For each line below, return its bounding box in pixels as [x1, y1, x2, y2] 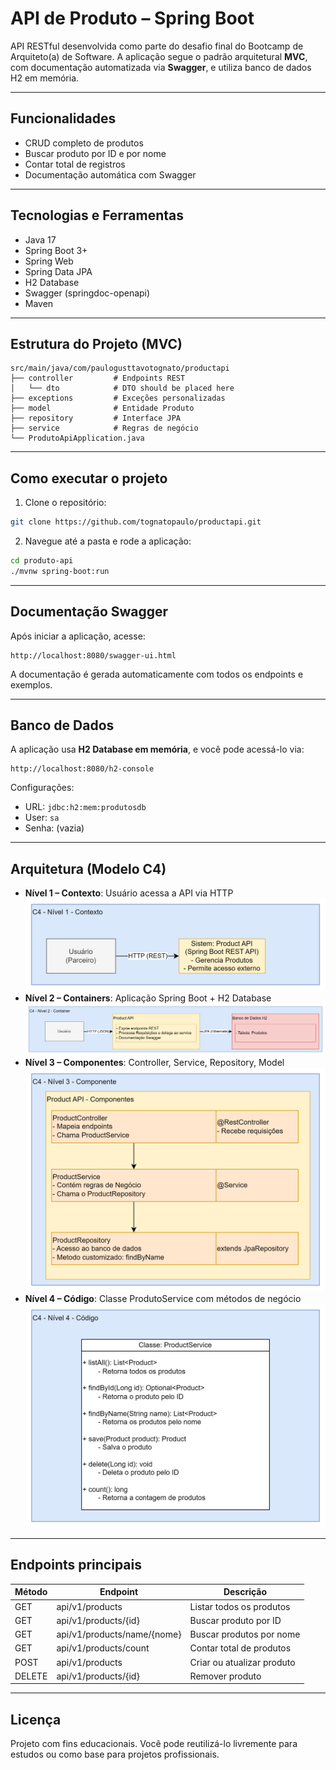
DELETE [14, 1670, 48, 1682]
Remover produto [189, 1670, 262, 1682]
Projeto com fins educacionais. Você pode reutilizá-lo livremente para [10, 1738, 298, 1750]
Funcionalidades [10, 110, 117, 127]
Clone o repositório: [24, 497, 107, 509]
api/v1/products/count [56, 1642, 150, 1654]
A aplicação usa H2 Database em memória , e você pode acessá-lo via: [10, 743, 305, 756]
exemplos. [10, 678, 53, 691]
